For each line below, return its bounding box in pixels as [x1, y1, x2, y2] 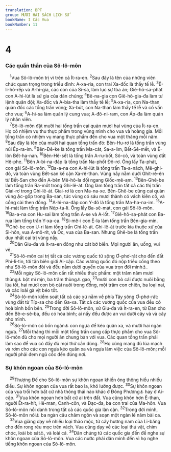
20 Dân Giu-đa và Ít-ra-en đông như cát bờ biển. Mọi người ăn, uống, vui [10, 240, 160, 247]
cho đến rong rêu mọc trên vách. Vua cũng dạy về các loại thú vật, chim [5, 424, 157, 430]
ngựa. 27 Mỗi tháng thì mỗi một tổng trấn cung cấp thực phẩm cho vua [5, 328, 152, 335]
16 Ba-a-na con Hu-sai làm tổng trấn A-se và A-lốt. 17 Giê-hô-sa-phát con [5, 210, 157, 217]
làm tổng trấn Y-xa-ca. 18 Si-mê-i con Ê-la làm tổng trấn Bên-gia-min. [13, 217, 158, 224]
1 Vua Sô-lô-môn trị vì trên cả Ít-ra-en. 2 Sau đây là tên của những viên [10, 74, 156, 81]
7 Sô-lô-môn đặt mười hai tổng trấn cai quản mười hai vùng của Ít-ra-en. [10, 122, 160, 129]
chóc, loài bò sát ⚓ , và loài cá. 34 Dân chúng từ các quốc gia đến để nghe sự [5, 429, 165, 436]
